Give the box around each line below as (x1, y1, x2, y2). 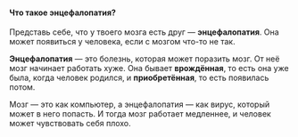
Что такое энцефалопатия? (9, 7, 116, 18)
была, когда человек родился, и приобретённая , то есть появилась (9, 72, 269, 84)
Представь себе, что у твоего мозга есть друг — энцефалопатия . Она (9, 27, 279, 37)
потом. (9, 82, 36, 93)
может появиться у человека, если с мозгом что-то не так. (9, 36, 236, 47)
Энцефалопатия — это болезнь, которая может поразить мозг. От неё (9, 53, 280, 64)
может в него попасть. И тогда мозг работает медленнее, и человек (9, 109, 272, 119)
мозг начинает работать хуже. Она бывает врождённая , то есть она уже (9, 63, 289, 74)
